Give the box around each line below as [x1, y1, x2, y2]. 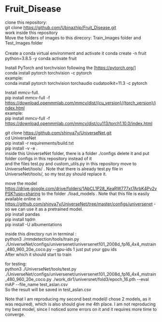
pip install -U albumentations [5, 221, 62, 227]
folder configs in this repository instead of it [5, 155, 92, 161]
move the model [5, 180, 37, 186]
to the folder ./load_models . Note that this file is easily [41, 190, 150, 197]
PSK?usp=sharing [5, 190, 41, 197]
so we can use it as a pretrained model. [5, 206, 83, 212]
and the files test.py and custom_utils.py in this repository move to [5, 161, 136, 167]
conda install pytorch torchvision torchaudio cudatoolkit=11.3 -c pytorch [5, 80, 148, 86]
